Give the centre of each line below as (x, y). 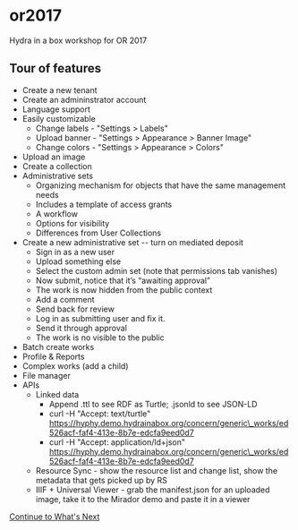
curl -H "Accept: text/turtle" (100, 414)
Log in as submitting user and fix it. (100, 318)
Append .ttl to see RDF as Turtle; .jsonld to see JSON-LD (153, 404)
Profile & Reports (53, 356)
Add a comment (65, 299)
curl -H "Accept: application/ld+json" (117, 442)
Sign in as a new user (75, 252)
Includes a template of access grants (104, 204)
